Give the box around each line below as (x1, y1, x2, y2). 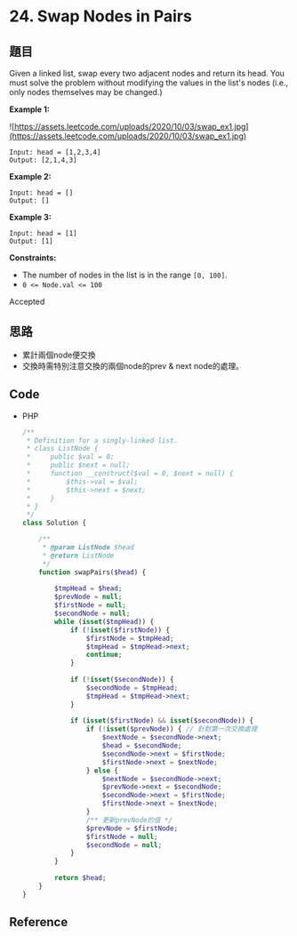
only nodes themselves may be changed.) (9, 87, 163, 97)
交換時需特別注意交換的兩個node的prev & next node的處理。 (21, 360, 245, 371)
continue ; (85, 651, 123, 660)
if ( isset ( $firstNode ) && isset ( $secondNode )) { (69, 716, 254, 725)
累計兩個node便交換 (21, 349, 96, 360)
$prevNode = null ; (54, 593, 123, 602)
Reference (9, 915, 68, 930)
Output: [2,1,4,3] (9, 156, 77, 164)
